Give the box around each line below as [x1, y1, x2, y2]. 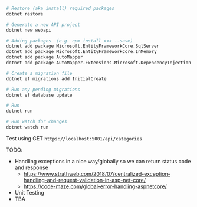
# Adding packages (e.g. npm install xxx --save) [6, 38, 133, 44]
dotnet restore [6, 11, 44, 17]
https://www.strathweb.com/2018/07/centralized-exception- [23, 170, 171, 177]
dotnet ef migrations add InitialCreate [6, 75, 107, 82]
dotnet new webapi [6, 27, 51, 33]
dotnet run [6, 108, 33, 114]
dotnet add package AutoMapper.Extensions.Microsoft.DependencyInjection [6, 60, 192, 65]
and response [14, 164, 48, 171]
